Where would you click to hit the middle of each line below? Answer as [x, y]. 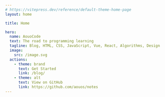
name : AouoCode [25, 37]
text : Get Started [37, 69]
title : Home [17, 23]
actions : [19, 60]
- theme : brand [30, 64]
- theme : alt [27, 78]
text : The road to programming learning [52, 41]
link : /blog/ [32, 73]
